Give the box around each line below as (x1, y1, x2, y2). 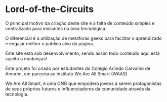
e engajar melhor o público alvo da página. (5, 40, 95, 46)
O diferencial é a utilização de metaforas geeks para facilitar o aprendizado (5, 35, 162, 41)
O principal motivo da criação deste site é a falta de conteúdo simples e (5, 20, 155, 26)
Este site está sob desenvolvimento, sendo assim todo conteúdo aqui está (5, 50, 160, 56)
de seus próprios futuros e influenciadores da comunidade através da (5, 85, 151, 91)
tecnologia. (5, 91, 29, 97)
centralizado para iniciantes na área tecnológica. (5, 25, 107, 31)
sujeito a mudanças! (5, 55, 47, 61)
